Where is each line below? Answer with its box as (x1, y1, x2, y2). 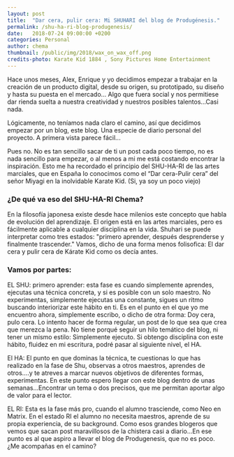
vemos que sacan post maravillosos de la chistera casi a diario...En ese (7, 427, 212, 435)
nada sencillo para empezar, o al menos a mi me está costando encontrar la (7, 154, 225, 163)
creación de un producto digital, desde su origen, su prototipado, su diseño (7, 82, 225, 91)
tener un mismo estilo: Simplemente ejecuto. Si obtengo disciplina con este (7, 333, 224, 341)
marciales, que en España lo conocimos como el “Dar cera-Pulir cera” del (7, 169, 219, 177)
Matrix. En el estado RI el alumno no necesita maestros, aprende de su (7, 412, 210, 421)
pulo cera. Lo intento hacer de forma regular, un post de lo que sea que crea (7, 318, 227, 327)
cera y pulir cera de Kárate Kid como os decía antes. (7, 247, 159, 256)
